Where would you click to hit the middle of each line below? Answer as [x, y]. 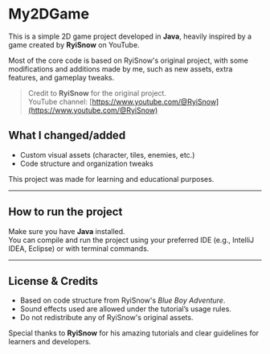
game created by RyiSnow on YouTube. [74, 44]
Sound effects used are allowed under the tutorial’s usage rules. [125, 309]
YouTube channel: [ [60, 101]
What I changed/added [67, 136]
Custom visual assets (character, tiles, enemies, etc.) [107, 154]
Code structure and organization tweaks [87, 163]
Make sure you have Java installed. [67, 231]
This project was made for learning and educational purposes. [111, 179]
